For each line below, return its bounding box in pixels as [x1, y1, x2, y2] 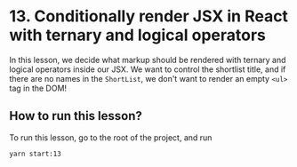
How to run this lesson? [9, 108, 142, 123]
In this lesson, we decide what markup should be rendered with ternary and [9, 54, 286, 65]
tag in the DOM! [9, 83, 68, 93]
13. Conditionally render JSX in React [9, 6, 289, 27]
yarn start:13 [9, 149, 62, 158]
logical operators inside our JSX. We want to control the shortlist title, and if [9, 64, 286, 75]
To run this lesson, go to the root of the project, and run [9, 131, 213, 143]
